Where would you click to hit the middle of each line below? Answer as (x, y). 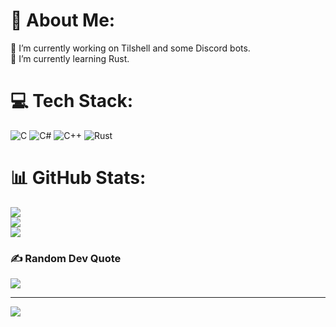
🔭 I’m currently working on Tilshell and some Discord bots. (130, 48)
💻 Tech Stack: (72, 101)
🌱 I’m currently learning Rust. (70, 58)
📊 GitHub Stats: (78, 178)
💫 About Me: (63, 20)
